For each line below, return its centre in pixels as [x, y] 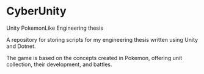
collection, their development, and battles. [59, 64]
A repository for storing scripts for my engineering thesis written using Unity [102, 39]
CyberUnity [36, 11]
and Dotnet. [21, 46]
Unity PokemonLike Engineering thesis [55, 28]
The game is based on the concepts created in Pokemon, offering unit [94, 58]
